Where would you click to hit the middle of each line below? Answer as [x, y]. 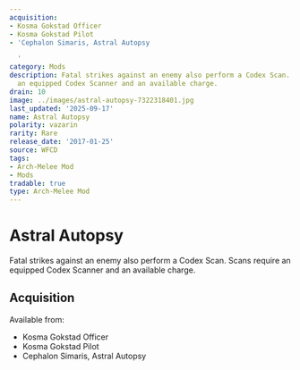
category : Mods [38, 67]
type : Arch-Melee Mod [50, 192]
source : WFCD [34, 150]
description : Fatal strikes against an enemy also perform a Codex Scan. [150, 76]
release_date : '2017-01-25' [62, 142]
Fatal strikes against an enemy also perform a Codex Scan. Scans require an [150, 261]
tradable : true [38, 183]
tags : [19, 158]
